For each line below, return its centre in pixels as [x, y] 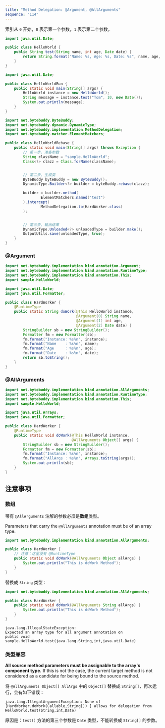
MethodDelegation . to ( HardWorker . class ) [82, 207]
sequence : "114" [22, 14]
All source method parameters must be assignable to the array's [73, 666]
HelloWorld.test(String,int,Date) [41, 711]
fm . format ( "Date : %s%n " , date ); [61, 353]
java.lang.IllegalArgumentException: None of [53, 702]
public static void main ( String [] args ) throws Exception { [77, 148]
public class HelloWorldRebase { [40, 143]
